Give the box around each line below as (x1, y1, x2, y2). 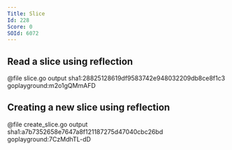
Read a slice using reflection (7, 55, 133, 67)
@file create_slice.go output (7, 120, 88, 128)
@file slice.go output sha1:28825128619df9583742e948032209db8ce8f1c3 (7, 74, 226, 82)
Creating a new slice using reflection (7, 102, 171, 114)
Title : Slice (7, 10, 45, 17)
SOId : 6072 (7, 29, 39, 37)
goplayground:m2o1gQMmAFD (7, 82, 96, 90)
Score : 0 (7, 23, 33, 30)
